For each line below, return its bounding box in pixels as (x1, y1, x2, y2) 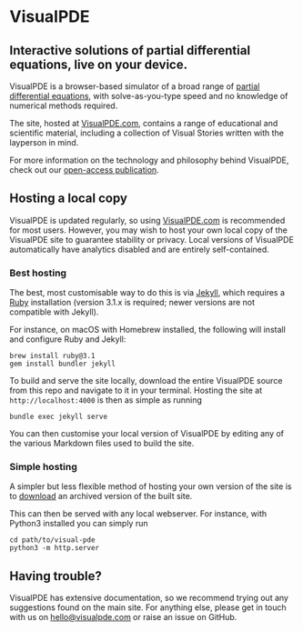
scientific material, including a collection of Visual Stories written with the (9, 127, 285, 138)
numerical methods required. (9, 100, 118, 111)
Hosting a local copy (9, 191, 127, 206)
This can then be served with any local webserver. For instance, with (9, 508, 268, 519)
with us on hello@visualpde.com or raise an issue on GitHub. (9, 612, 237, 623)
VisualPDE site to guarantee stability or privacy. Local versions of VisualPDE (9, 234, 294, 245)
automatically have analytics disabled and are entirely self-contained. (9, 244, 270, 255)
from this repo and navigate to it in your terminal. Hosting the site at (9, 385, 262, 396)
